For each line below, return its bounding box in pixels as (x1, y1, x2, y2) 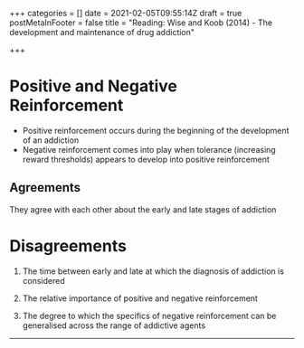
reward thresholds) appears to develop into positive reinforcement (22, 154, 270, 165)
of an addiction (22, 135, 80, 146)
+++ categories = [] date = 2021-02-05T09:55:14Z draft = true (9, 8, 242, 18)
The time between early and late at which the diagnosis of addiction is (22, 266, 285, 277)
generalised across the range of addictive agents (22, 320, 206, 331)
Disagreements (9, 235, 127, 256)
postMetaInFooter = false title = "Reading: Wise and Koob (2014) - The (9, 17, 273, 28)
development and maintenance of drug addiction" (9, 27, 195, 37)
